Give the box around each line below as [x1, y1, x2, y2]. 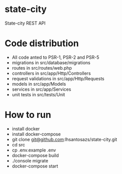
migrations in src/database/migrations [11, 59, 90, 66]
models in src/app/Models [11, 81, 66, 87]
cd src [11, 141, 25, 147]
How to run [4, 109, 51, 121]
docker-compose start [11, 163, 58, 169]
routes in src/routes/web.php [11, 65, 72, 71]
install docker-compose [11, 131, 61, 137]
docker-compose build [11, 152, 59, 158]
